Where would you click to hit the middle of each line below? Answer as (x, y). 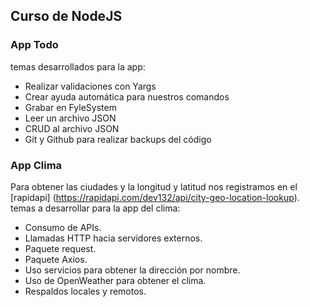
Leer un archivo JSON (70, 118)
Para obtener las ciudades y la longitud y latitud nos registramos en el (154, 186)
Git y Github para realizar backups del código (118, 139)
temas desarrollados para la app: (78, 66)
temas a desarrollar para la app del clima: (95, 208)
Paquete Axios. (56, 259)
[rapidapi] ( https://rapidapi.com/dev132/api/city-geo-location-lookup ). (155, 197)
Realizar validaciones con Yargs (90, 86)
